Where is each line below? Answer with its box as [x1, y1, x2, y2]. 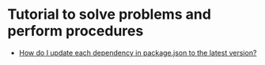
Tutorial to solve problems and [7, 5, 211, 23]
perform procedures [7, 22, 144, 40]
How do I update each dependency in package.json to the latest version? [18, 48, 257, 57]
